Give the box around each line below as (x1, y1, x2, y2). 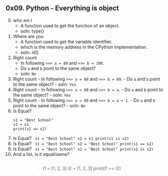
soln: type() (20, 28, 44, 34)
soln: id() (20, 49, 39, 55)
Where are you (12, 33, 44, 39)
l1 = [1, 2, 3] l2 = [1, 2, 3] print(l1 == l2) (42, 165, 121, 171)
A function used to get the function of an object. (20, 23, 119, 29)
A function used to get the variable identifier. (20, 39, 112, 45)
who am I (12, 17, 32, 23)
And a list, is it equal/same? (12, 151, 69, 157)
